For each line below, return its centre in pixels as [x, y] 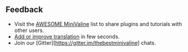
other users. [29, 30]
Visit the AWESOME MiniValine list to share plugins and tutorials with [98, 24]
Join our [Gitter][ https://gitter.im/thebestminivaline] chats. [85, 43]
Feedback [24, 10]
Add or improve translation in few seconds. [67, 36]
